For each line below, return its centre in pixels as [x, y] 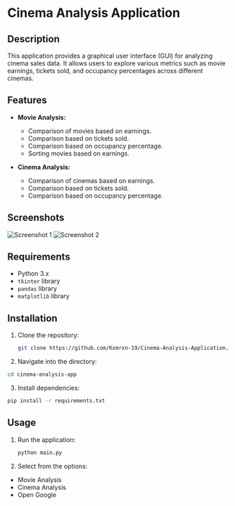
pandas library [37, 289]
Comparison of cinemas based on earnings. [91, 180]
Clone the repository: [48, 335]
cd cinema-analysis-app [42, 374]
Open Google [37, 495]
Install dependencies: [49, 388]
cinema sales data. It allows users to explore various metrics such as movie [116, 63]
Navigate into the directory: [57, 362]
